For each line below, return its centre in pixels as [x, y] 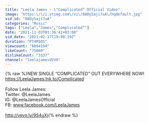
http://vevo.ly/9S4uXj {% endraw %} [42, 115]
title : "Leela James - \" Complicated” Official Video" [63, 10]
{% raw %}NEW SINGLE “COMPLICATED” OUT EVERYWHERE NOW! [75, 74]
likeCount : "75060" [25, 50]
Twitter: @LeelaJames [28, 95]
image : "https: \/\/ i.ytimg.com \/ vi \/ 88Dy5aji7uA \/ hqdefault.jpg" [74, 14]
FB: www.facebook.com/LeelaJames [42, 105]
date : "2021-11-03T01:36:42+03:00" [42, 32]
